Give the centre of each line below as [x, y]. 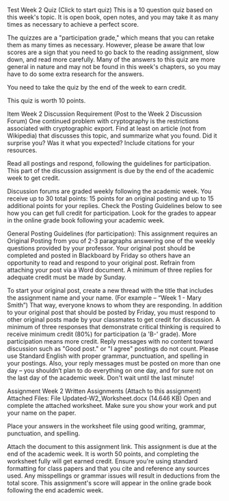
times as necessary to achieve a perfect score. [73, 24]
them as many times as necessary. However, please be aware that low [106, 45]
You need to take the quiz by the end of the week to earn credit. [97, 87]
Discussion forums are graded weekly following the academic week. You [109, 191]
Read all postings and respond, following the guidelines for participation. [109, 163]
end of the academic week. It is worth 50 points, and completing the [103, 454]
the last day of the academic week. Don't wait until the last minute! [101, 378]
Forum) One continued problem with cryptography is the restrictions [103, 121]
